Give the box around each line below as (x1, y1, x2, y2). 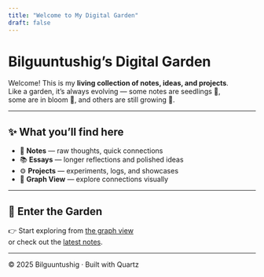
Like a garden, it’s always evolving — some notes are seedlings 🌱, (8, 87, 222, 97)
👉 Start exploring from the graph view (8, 226, 134, 235)
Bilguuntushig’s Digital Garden (8, 53, 211, 71)
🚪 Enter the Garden (8, 205, 103, 218)
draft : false (8, 19, 51, 27)
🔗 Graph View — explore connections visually (19, 174, 169, 184)
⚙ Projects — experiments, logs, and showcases (19, 166, 179, 176)
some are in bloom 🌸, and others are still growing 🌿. (8, 95, 175, 104)
